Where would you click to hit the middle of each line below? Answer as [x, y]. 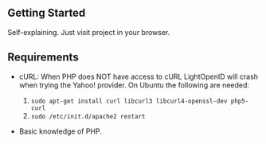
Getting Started [47, 13]
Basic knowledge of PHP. [61, 131]
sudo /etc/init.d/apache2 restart [88, 116]
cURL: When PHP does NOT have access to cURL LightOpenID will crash [139, 76]
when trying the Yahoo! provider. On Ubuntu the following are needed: [134, 85]
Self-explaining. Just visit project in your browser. [89, 32]
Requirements [43, 58]
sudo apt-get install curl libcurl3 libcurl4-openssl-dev [129, 101]
